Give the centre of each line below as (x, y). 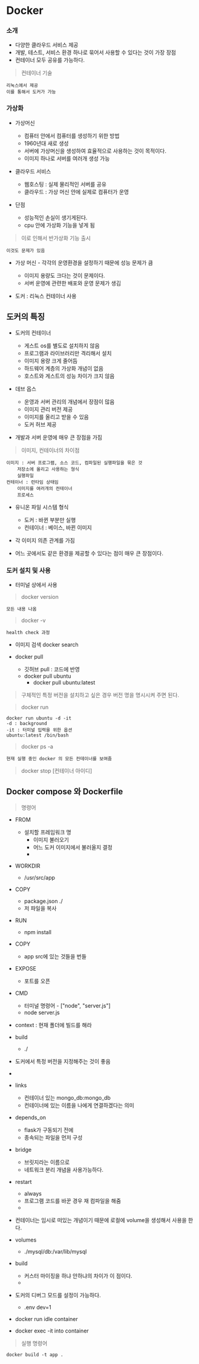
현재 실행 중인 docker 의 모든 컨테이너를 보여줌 (59, 758)
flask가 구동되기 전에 (49, 1130)
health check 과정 (28, 632)
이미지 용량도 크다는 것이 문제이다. (64, 275)
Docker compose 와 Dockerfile (65, 792)
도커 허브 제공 (40, 424)
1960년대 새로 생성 (46, 143)
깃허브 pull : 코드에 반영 (52, 669)
